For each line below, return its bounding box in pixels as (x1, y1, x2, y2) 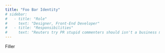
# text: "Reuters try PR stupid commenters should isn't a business (5, 30, 157, 35)
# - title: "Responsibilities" (5, 26, 74, 30)
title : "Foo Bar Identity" (5, 7, 60, 12)
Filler (5, 44, 15, 49)
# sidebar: (5, 12, 27, 17)
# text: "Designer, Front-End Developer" (5, 21, 100, 26)
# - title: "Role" (5, 16, 48, 21)
